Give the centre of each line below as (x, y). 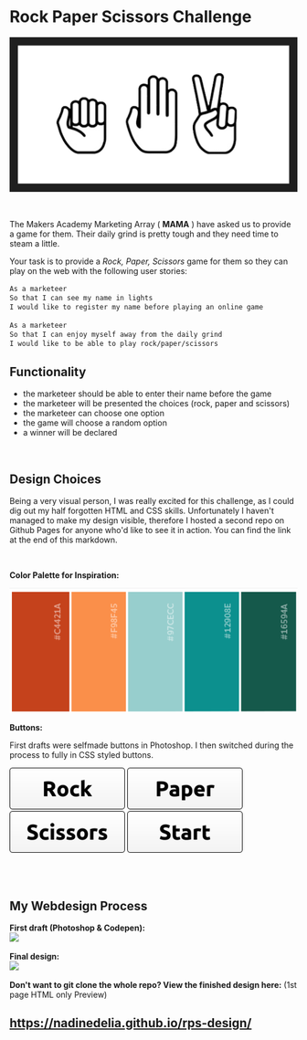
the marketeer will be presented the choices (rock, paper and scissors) (156, 404)
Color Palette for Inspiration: (64, 575)
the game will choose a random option (95, 423)
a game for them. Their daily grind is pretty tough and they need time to (144, 234)
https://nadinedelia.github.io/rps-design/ (131, 1023)
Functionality (48, 372)
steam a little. (35, 244)
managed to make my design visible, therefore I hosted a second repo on (147, 520)
